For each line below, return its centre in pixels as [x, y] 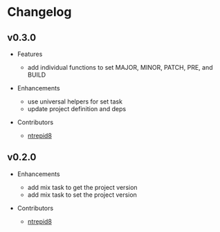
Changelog [39, 12]
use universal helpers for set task [75, 101]
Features [30, 54]
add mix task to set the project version [82, 195]
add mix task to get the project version [82, 187]
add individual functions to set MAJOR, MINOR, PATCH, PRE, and [120, 67]
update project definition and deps [77, 109]
